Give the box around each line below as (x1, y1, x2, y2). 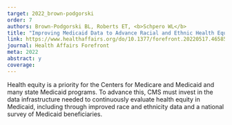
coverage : (7, 61, 36, 68)
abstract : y (7, 55, 41, 62)
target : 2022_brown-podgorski (7, 10, 95, 17)
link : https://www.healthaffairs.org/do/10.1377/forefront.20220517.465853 (7, 36, 230, 43)
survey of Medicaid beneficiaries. (7, 110, 103, 118)
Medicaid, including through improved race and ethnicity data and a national (7, 102, 224, 110)
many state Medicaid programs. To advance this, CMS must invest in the (7, 88, 213, 96)
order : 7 (7, 17, 32, 23)
